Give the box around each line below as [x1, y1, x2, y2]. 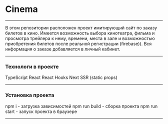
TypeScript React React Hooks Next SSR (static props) [5, 74, 117, 80]
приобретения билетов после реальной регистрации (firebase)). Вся [5, 40, 152, 46]
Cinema [5, 3, 38, 15]
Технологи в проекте [5, 63, 59, 70]
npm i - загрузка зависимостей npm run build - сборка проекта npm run [5, 103, 158, 109]
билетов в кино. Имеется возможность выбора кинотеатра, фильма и [5, 30, 155, 36]
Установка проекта [5, 91, 54, 98]
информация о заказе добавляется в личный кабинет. [5, 46, 120, 52]
